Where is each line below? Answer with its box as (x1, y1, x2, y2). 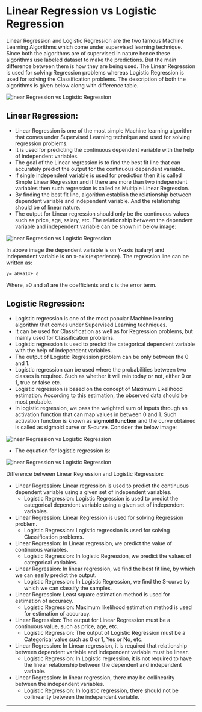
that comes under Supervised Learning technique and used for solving (14, 133, 191, 140)
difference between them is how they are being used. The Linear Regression (6, 62, 195, 70)
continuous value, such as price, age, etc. (14, 622, 119, 630)
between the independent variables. (14, 680, 105, 687)
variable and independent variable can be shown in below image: (14, 223, 177, 230)
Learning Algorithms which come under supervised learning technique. (6, 43, 183, 51)
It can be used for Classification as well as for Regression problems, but (14, 327, 194, 335)
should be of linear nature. (14, 204, 81, 211)
